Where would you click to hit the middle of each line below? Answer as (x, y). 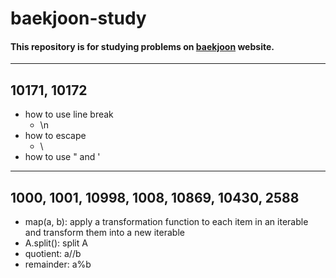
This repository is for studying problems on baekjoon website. (142, 46)
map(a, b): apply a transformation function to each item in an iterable (166, 222)
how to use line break (69, 114)
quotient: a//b (53, 254)
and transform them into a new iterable (104, 233)
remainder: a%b (58, 264)
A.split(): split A (56, 243)
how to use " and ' (62, 157)
